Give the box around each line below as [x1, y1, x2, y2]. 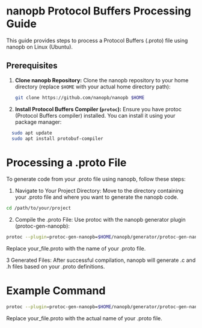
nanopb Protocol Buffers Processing [6, 4, 191, 18]
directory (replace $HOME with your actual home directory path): [14, 83, 171, 90]
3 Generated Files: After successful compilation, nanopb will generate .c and [6, 257, 196, 264]
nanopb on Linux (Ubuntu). [6, 43, 73, 50]
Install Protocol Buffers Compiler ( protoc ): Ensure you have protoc [14, 105, 182, 112]
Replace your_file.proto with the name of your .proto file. [6, 245, 146, 252]
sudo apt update [11, 130, 52, 136]
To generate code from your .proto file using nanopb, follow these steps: [6, 175, 186, 183]
